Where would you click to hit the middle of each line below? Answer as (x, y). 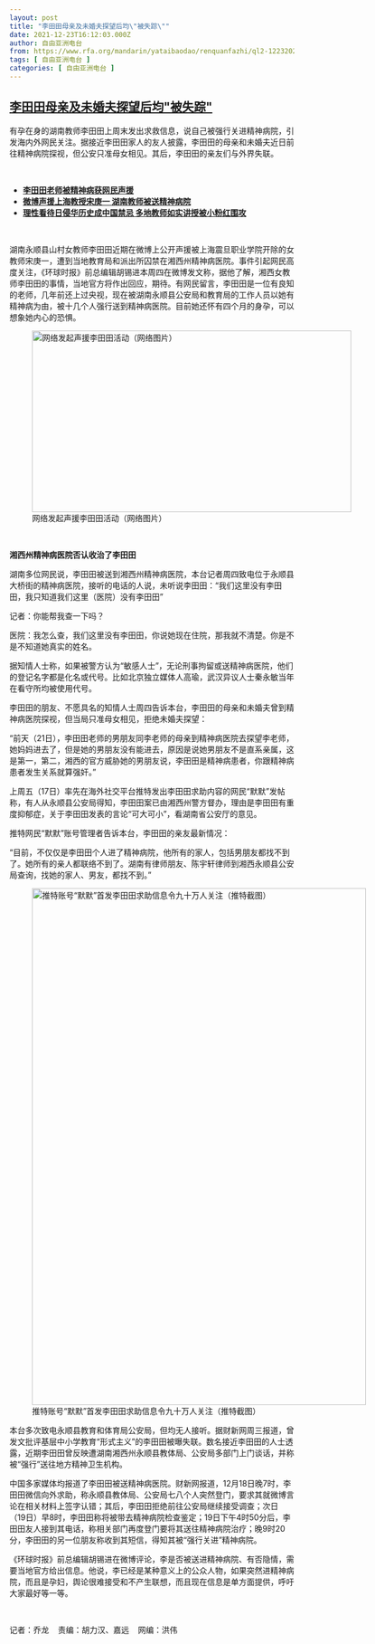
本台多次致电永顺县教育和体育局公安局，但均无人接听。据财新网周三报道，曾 (152, 1430)
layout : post (34, 18)
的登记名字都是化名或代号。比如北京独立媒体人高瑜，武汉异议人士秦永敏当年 (152, 677)
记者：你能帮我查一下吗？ (57, 615)
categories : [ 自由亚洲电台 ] (62, 69)
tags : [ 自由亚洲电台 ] (50, 60)
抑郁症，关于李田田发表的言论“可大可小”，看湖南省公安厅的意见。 (139, 813)
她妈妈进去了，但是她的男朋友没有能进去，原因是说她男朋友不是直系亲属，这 (152, 749)
